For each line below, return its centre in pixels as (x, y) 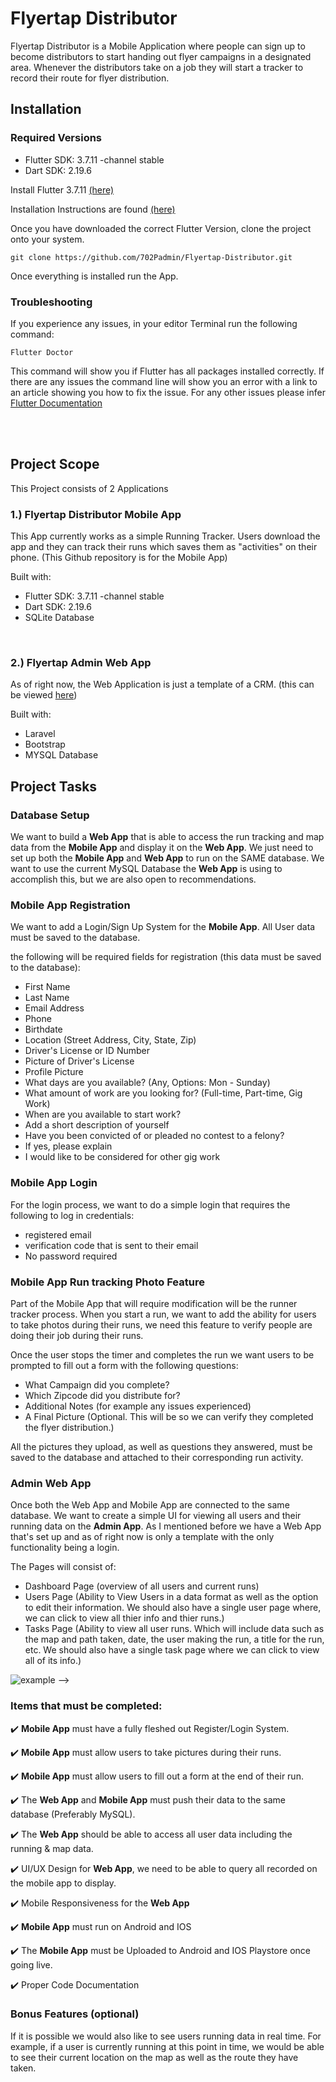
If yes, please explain (68, 1146)
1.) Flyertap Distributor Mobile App (96, 514)
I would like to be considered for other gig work (122, 1157)
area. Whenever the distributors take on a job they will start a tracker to (157, 67)
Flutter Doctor (42, 352)
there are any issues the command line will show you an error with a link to (164, 381)
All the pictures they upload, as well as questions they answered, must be (161, 1446)
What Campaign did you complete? (97, 1384)
